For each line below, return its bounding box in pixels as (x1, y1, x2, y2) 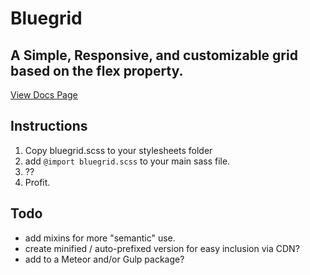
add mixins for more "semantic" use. (24, 232, 176, 244)
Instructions (10, 118, 88, 135)
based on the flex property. (10, 62, 184, 79)
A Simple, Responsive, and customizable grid (10, 47, 298, 64)
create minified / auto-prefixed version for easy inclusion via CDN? (24, 242, 300, 254)
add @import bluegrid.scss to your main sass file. (24, 155, 231, 167)
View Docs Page (10, 89, 78, 101)
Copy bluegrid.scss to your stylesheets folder (24, 144, 213, 156)
